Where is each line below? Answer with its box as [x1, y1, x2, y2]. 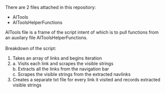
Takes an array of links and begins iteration [12, 55, 102, 61]
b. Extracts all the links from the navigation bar [12, 66, 109, 72]
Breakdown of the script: [5, 45, 56, 51]
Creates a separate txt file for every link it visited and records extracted [12, 77, 160, 82]
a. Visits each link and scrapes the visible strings [12, 61, 114, 66]
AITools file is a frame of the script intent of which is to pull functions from [5, 29, 159, 35]
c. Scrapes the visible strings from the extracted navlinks [12, 71, 131, 77]
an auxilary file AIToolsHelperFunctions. [5, 35, 88, 40]
